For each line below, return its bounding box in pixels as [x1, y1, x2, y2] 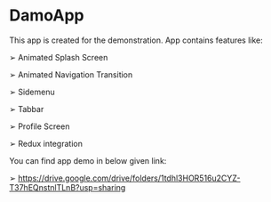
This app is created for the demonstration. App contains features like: [9, 35, 264, 45]
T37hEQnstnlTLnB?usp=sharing [9, 182, 126, 192]
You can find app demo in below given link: [9, 155, 167, 166]
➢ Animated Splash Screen [9, 52, 108, 62]
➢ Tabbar [9, 103, 44, 114]
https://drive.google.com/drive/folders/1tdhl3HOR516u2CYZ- [17, 173, 242, 183]
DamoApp [9, 5, 84, 26]
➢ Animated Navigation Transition [9, 69, 133, 80]
